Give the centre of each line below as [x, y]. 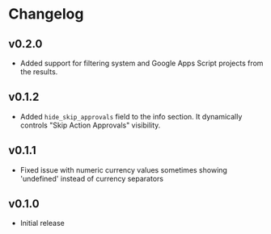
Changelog [46, 14]
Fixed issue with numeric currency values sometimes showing [124, 169]
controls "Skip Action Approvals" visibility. [90, 125]
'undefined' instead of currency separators [92, 178]
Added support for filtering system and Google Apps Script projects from [142, 63]
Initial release [42, 224]
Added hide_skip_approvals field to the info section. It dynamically [131, 116]
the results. [39, 72]
